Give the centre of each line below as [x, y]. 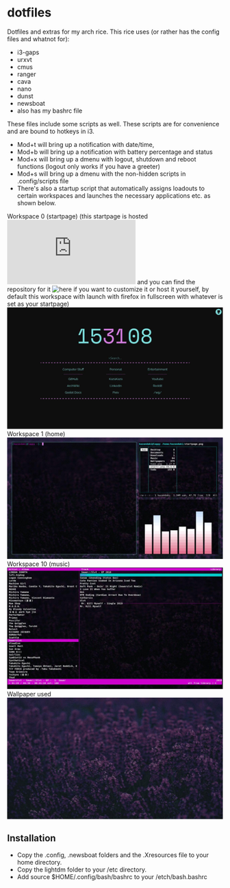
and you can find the [166, 282]
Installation [31, 838]
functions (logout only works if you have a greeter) [89, 166]
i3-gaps [28, 52]
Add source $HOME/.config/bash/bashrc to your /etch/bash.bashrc [112, 876]
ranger [26, 74]
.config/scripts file [43, 181]
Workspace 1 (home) [36, 433]
